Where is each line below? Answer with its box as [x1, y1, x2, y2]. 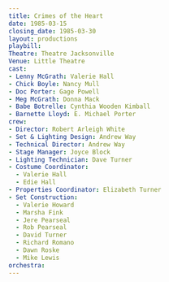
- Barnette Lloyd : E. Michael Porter [8, 111, 136, 119]
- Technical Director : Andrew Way [8, 140, 126, 149]
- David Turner [15, 231, 67, 240]
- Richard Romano [15, 239, 75, 247]
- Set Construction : [8, 193, 79, 202]
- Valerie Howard [15, 201, 75, 209]
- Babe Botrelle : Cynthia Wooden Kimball [8, 102, 151, 111]
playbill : [8, 42, 42, 50]
